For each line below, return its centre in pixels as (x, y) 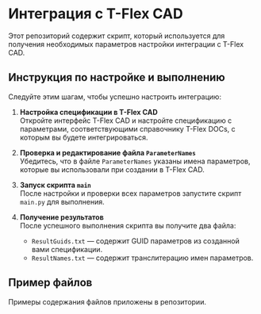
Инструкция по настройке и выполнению (117, 77)
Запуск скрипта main (55, 185)
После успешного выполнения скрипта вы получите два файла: (128, 225)
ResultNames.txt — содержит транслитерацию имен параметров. (142, 258)
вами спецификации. (67, 249)
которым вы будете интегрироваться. (84, 137)
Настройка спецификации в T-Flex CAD (89, 112)
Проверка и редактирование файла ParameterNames (107, 152)
